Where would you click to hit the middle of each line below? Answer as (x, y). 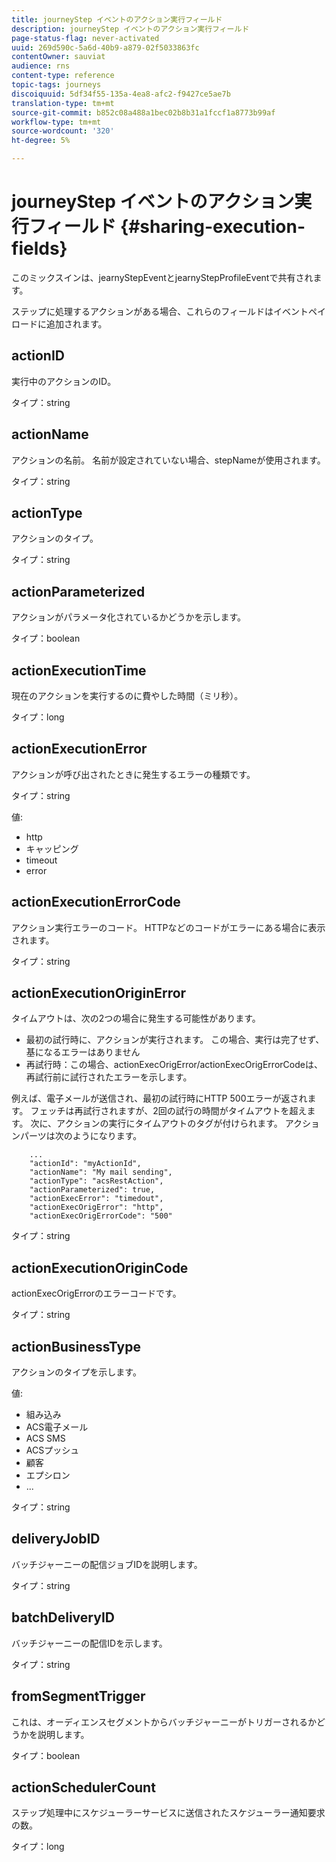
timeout (41, 860)
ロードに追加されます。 (59, 323)
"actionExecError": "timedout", (96, 1199)
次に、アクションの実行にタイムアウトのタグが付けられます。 (156, 1123)
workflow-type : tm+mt (56, 122)
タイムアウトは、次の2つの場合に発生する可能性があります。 (136, 1018)
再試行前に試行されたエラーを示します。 (109, 1077)
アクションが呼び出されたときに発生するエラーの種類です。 (133, 774)
